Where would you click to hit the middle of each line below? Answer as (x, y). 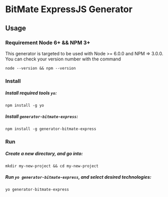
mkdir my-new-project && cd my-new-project (52, 166)
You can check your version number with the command (63, 59)
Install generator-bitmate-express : (42, 117)
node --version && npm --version (41, 68)
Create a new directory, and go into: (44, 154)
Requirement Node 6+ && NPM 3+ (48, 43)
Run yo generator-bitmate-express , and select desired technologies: (78, 177)
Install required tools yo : (31, 93)
